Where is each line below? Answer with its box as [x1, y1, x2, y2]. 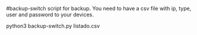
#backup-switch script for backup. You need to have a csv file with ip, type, [6, 5, 192, 12]
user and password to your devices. [6, 11, 94, 18]
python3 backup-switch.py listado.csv [6, 23, 100, 29]
